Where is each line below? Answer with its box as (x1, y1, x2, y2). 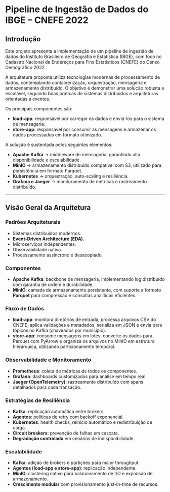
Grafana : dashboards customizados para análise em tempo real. (12, 373, 147, 380)
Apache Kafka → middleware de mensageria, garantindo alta (12, 152, 141, 157)
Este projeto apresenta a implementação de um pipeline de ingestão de (5, 48, 154, 54)
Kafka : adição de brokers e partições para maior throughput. (12, 459, 140, 466)
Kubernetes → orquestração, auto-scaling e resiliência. (12, 173, 129, 179)
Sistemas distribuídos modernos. (12, 230, 81, 236)
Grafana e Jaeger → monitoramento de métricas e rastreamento (12, 179, 147, 184)
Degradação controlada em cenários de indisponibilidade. (12, 435, 135, 441)
